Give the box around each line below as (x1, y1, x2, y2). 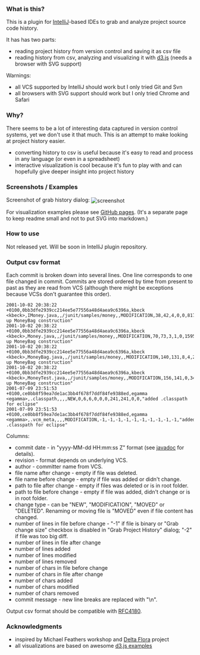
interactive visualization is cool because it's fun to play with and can (14, 162, 182, 169)
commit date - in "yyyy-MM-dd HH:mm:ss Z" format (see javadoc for (14, 444, 185, 451)
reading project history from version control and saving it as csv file (14, 48, 181, 55)
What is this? (6, 5, 45, 13)
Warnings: (6, 72, 32, 79)
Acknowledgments (6, 622, 62, 631)
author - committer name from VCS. (14, 463, 103, 470)
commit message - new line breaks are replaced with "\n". (14, 596, 158, 603)
